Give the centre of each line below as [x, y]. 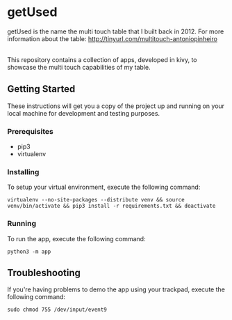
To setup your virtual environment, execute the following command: [104, 187]
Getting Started [41, 89]
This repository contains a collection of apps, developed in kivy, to [102, 59]
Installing [23, 172]
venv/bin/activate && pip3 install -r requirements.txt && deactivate [111, 206]
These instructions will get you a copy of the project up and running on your [116, 106]
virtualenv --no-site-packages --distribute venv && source [96, 200]
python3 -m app [29, 252]
